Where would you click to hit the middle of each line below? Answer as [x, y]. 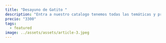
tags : [11, 23]
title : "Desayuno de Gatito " [36, 10]
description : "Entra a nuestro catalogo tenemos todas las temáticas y [80, 14]
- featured [21, 28]
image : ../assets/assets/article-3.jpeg [47, 33]
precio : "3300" [21, 19]
